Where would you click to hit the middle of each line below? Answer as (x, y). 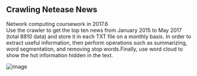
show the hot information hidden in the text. (60, 55)
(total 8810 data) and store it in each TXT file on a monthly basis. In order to (99, 36)
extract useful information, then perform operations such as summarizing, (97, 42)
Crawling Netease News (52, 10)
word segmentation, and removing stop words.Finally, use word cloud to (95, 49)
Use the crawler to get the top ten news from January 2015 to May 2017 (94, 30)
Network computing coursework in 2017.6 (57, 24)
